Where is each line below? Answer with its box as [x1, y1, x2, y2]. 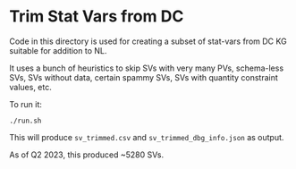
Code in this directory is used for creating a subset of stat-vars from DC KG [9, 36, 288, 46]
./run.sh [9, 116, 42, 125]
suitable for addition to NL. [9, 45, 107, 55]
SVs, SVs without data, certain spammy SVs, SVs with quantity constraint [9, 72, 279, 82]
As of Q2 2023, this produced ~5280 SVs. [9, 149, 164, 160]
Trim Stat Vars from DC [9, 6, 184, 27]
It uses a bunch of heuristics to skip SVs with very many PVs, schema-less [9, 63, 284, 73]
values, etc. [9, 81, 52, 92]
